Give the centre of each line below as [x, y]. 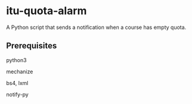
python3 [16, 60]
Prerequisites [32, 46]
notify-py [17, 94]
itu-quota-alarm [47, 11]
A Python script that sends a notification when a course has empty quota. [96, 27]
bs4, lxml [17, 83]
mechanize [20, 71]
